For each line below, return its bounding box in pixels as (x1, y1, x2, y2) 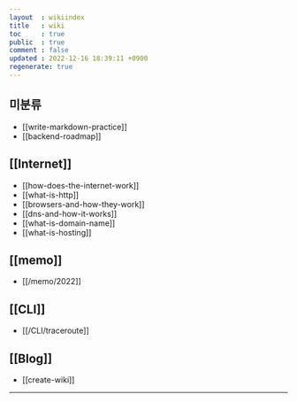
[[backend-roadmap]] (21, 130, 102, 142)
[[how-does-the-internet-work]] (21, 180, 140, 190)
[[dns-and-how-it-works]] (21, 208, 118, 219)
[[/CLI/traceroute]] (21, 325, 90, 336)
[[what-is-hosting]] (21, 227, 92, 237)
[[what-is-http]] (21, 189, 80, 200)
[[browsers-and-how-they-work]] (21, 198, 145, 209)
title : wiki (9, 21, 65, 30)
